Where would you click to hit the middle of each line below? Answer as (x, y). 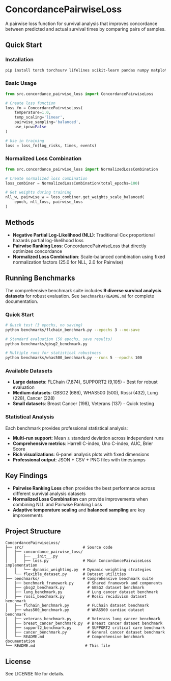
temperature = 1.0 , (33, 113)
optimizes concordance (37, 251)
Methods (20, 222)
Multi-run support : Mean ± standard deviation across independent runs (88, 438)
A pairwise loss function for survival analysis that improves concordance (81, 24)
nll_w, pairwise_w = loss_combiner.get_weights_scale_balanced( (75, 197)
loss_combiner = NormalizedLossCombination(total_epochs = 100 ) (73, 183)
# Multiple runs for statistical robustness (53, 353)
